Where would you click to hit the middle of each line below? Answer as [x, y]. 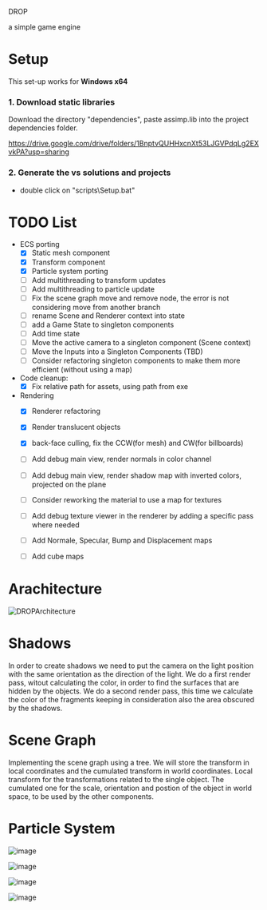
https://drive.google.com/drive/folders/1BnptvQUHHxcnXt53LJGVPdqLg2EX [133, 144]
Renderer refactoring [66, 411]
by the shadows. [35, 708]
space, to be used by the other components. [81, 796]
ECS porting [39, 244]
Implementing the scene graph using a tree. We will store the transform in [129, 762]
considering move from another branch [96, 307]
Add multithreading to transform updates [98, 280]
